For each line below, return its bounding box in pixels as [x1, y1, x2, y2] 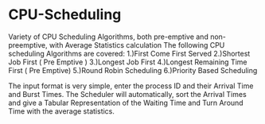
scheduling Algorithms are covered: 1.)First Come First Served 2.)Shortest [8, 48, 251, 58]
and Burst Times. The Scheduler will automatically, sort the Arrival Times [8, 89, 247, 99]
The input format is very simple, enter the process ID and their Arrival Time [8, 81, 254, 91]
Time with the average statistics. [8, 106, 115, 116]
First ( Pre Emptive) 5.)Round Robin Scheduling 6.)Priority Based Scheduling [8, 65, 258, 75]
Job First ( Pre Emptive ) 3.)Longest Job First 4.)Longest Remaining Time [8, 57, 247, 67]
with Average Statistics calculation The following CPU [49, 40, 225, 49]
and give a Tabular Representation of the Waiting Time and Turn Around [8, 98, 244, 107]
